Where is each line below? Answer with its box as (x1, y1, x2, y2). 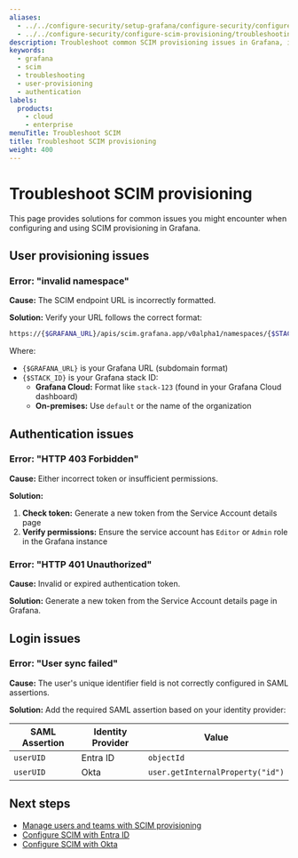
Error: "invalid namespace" (9, 275, 130, 287)
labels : (9, 95, 38, 105)
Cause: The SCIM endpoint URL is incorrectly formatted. (9, 295, 216, 306)
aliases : (9, 12, 42, 22)
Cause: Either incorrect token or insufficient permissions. (9, 473, 219, 484)
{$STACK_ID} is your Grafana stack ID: (21, 373, 159, 383)
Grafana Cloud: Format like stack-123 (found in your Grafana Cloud (35, 381, 282, 392)
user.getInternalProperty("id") (147, 766, 285, 777)
